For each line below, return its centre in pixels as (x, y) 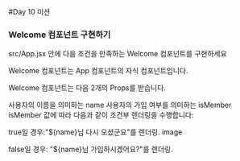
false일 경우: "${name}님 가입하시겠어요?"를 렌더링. (91, 149)
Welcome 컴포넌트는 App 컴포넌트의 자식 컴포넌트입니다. (98, 71)
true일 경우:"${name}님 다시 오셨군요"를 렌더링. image (95, 132)
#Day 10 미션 (29, 12)
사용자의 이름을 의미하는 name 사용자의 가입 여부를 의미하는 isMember (120, 105)
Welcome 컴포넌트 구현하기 (60, 35)
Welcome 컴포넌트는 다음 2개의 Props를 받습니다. (87, 88)
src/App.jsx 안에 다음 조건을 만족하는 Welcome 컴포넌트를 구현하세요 (118, 54)
